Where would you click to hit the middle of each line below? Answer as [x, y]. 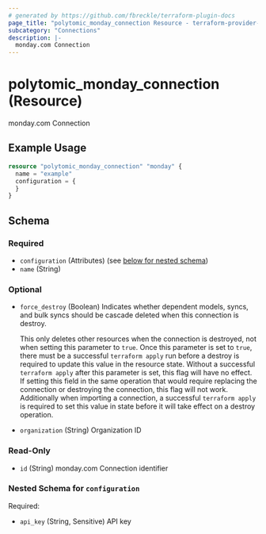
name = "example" [44, 174]
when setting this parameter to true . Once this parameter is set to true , [136, 348]
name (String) [40, 269]
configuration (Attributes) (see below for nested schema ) [114, 260]
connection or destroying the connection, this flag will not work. [123, 390]
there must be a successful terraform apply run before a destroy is [129, 356]
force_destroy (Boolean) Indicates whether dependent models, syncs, [134, 307]
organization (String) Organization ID [80, 430]
